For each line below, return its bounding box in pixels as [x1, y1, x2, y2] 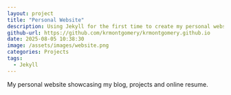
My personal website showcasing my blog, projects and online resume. [7, 80, 208, 88]
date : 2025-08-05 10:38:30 [7, 36, 85, 43]
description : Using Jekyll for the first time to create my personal [7, 23, 211, 30]
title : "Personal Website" [7, 17, 85, 23]
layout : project [7, 10, 54, 17]
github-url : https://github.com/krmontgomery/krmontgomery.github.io [7, 29, 211, 36]
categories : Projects [7, 49, 69, 56]
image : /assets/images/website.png [7, 42, 109, 49]
